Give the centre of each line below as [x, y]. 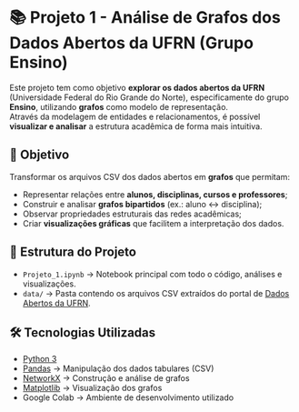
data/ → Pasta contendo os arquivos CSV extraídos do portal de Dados [156, 293]
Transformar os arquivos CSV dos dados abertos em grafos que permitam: [150, 176]
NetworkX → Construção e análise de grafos [106, 378]
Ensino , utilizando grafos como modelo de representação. [119, 106]
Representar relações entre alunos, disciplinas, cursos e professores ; [155, 194]
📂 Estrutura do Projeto [73, 252]
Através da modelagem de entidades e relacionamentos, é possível [135, 116]
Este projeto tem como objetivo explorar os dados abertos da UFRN [137, 87]
